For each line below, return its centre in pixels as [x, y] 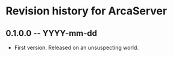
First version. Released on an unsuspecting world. [77, 47]
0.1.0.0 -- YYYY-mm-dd [52, 33]
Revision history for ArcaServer [86, 11]
